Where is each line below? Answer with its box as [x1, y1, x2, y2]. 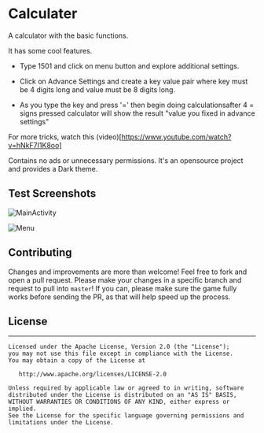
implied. [8, 405, 37, 413]
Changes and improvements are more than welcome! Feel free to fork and [8, 267, 247, 276]
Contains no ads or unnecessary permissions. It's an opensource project [8, 155, 244, 165]
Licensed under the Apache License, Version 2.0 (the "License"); [8, 343, 230, 351]
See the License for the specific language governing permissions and [8, 412, 244, 420]
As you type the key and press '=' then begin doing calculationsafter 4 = [19, 100, 254, 109]
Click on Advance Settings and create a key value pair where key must [19, 76, 248, 86]
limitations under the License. [8, 419, 114, 427]
